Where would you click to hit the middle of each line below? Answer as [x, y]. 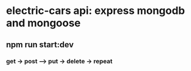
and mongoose [43, 23]
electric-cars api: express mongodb [95, 11]
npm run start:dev [40, 45]
